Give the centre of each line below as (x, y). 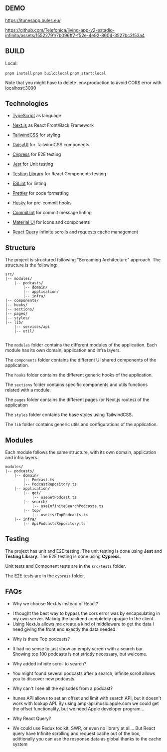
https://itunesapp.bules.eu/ (33, 20)
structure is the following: (31, 265)
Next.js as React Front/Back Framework (53, 125)
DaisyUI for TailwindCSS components (51, 145)
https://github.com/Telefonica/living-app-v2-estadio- (60, 30)
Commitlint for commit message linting (52, 213)
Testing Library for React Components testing (59, 174)
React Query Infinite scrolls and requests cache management (75, 232)
